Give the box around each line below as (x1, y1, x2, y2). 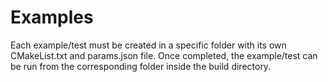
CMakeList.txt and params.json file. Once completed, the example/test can (10, 49, 318, 61)
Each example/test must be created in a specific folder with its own (10, 39, 287, 51)
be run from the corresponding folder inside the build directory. (10, 60, 272, 72)
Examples (10, 6, 94, 29)
